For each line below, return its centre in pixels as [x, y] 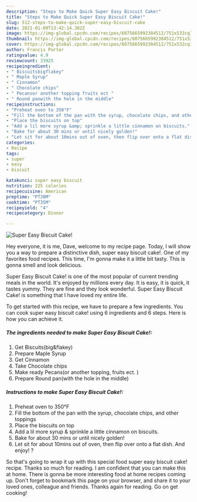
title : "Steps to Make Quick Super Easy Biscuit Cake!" [76, 17]
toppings [25, 419]
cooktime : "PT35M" [28, 202]
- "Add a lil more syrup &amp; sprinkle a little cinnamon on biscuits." [98, 126]
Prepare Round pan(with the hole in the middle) [72, 379]
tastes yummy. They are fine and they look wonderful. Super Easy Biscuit [94, 289]
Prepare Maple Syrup [40, 353]
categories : [21, 142]
